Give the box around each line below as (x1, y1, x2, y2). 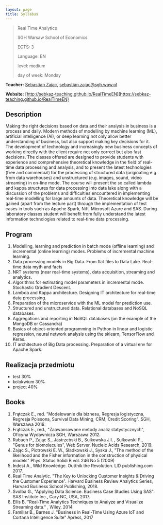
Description (5, 110, 42, 118)
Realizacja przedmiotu (5, 361, 75, 369)
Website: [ (5, 91, 27, 97)
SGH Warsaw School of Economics (17, 35, 88, 40)
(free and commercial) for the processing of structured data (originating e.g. (5, 170, 158, 176)
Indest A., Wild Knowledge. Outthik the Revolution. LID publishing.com (12, 463, 153, 469)
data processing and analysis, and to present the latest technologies (15, 164, 152, 170)
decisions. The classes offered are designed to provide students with (5, 154, 144, 160)
